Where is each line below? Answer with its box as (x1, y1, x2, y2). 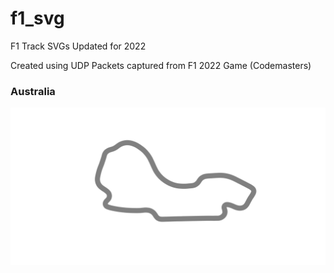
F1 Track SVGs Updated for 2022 (10, 40, 147, 52)
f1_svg (10, 7, 65, 30)
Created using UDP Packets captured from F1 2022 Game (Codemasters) (10, 59, 312, 71)
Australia (10, 84, 56, 98)
